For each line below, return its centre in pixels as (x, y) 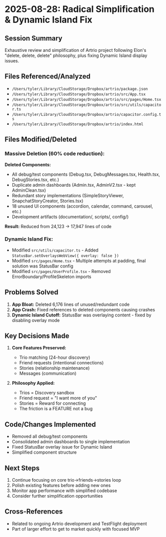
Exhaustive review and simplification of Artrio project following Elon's (76, 50)
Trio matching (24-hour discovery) (55, 357)
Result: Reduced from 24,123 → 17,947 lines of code (58, 226)
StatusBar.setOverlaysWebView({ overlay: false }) (65, 256)
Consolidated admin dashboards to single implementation (71, 442)
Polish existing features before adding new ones (61, 486)
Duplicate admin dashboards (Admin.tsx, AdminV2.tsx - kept (74, 185)
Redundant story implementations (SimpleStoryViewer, (68, 195)
